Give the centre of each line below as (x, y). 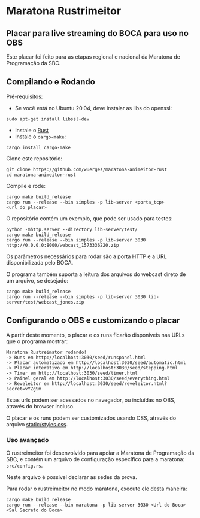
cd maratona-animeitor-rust (41, 175)
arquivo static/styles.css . (37, 424)
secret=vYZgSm (24, 389)
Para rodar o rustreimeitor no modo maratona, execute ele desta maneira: (97, 489)
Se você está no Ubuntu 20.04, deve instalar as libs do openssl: (93, 108)
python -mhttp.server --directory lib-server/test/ (72, 229)
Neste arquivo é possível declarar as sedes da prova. (72, 477)
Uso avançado (28, 440)
